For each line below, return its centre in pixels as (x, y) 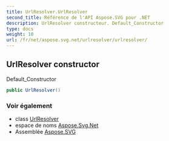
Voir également (29, 105)
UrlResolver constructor (53, 64)
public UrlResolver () (34, 90)
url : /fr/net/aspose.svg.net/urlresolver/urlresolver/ (77, 40)
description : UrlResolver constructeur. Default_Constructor (85, 23)
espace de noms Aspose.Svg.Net (57, 125)
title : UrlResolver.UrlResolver (47, 12)
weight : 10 (20, 34)
